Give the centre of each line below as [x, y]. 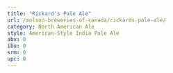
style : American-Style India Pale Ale [63, 33]
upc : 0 [17, 59]
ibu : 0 [17, 46]
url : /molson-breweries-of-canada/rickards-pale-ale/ [87, 20]
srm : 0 [17, 53]
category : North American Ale [51, 26]
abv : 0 [17, 40]
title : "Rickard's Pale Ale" [49, 14]
